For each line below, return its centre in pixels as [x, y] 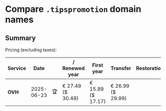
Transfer [121, 68]
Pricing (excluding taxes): [31, 50]
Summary [21, 38]
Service [17, 68]
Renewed [74, 68]
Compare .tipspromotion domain [73, 9]
